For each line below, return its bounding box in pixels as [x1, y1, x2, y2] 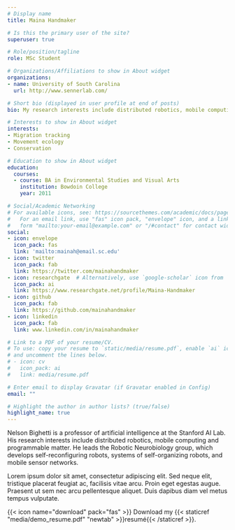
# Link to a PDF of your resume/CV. [7, 338, 114, 346]
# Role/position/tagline [7, 48, 80, 56]
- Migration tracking [7, 132, 71, 139]
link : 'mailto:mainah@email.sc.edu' [13, 248, 120, 255]
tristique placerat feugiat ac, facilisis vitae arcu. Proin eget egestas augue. [7, 480, 221, 488]
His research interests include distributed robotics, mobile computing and [7, 436, 219, 445]
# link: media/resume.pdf [7, 371, 90, 378]
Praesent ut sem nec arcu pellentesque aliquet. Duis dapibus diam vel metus [7, 487, 228, 495]
